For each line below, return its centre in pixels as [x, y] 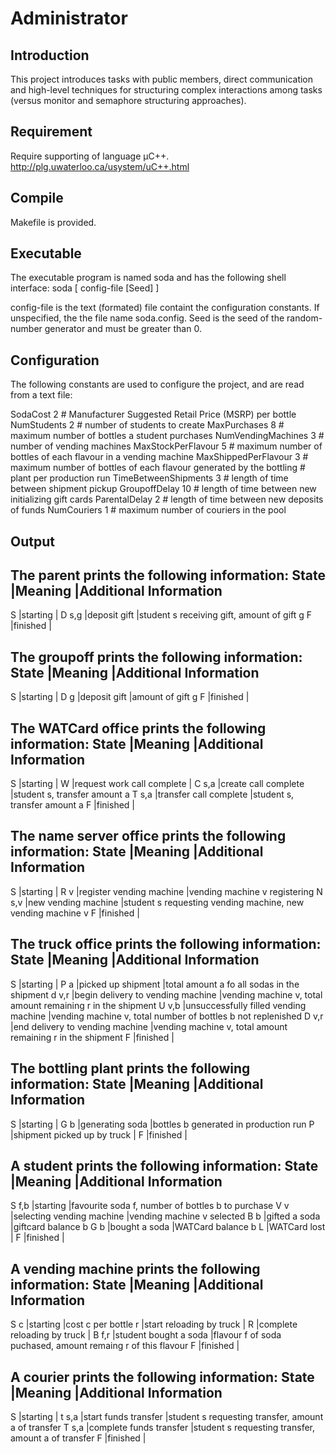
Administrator [69, 18]
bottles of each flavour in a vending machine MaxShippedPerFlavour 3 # [159, 457]
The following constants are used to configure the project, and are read [157, 384]
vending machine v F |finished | [75, 913]
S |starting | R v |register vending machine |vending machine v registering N [166, 891]
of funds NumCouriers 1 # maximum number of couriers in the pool [148, 510]
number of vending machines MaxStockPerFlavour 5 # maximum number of [166, 446]
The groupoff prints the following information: [156, 657]
